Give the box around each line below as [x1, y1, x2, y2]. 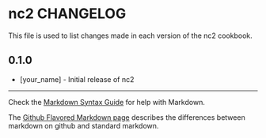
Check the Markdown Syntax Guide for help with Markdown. [8, 97, 206, 106]
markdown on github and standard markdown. [8, 121, 159, 130]
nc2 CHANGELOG [8, 5, 127, 23]
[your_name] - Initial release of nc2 [19, 74, 135, 84]
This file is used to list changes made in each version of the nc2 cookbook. [8, 31, 253, 40]
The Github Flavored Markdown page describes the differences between [8, 112, 245, 122]
